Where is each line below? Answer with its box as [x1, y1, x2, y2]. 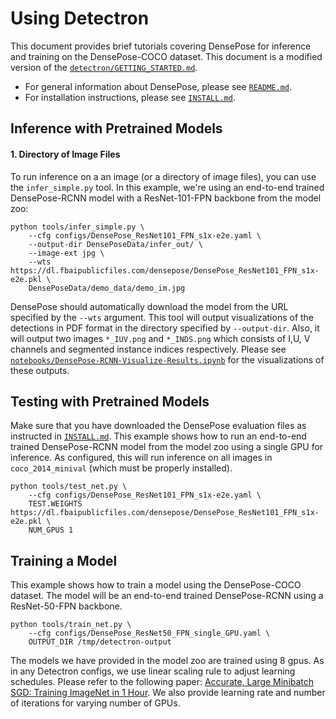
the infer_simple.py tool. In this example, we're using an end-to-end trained [10, 181, 325, 193]
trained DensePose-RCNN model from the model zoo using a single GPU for [10, 441, 324, 453]
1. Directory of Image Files [10, 148, 121, 160]
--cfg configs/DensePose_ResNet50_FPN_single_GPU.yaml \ [28, 628, 271, 639]
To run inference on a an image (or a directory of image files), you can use [10, 170, 317, 182]
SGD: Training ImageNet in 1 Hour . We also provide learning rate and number [10, 687, 326, 699]
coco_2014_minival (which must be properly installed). [10, 462, 233, 474]
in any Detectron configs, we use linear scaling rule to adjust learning [10, 665, 296, 677]
